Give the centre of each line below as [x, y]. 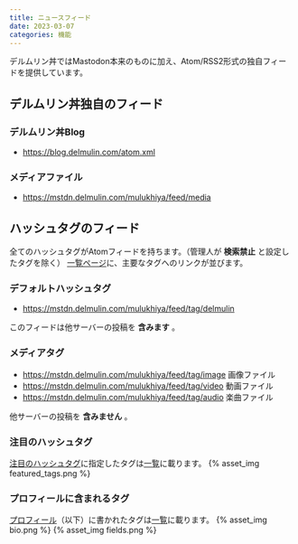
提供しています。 [56, 72]
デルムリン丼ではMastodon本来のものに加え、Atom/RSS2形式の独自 [136, 61]
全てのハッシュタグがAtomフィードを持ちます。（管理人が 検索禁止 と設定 [145, 252]
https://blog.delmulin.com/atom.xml [89, 152]
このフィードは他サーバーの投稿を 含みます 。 [95, 327]
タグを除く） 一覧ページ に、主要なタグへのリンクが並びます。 [132, 263]
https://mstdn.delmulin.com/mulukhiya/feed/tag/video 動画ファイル [148, 386]
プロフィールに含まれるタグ [70, 498]
